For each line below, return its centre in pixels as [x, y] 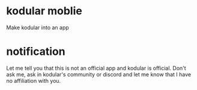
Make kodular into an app [38, 27]
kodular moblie [44, 11]
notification [36, 52]
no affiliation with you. [34, 80]
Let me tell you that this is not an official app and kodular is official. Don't [96, 68]
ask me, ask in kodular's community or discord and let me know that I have [99, 74]
